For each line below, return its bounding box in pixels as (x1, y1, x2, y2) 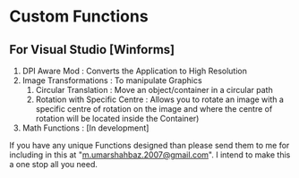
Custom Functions (9, 6, 149, 27)
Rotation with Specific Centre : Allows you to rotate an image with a (35, 94, 285, 105)
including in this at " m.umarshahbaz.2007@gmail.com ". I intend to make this (9, 149, 291, 160)
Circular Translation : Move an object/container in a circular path (35, 85, 273, 95)
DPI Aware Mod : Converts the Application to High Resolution (21, 65, 248, 76)
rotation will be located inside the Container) (35, 114, 200, 123)
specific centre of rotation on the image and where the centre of (35, 104, 273, 114)
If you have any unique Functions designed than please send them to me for (9, 140, 290, 150)
